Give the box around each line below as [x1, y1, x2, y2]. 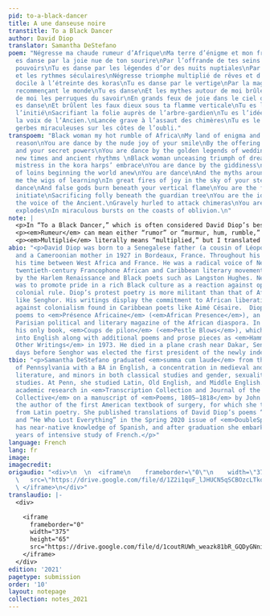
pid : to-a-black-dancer [8, 11, 88, 20]
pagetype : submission [8, 573, 81, 581]
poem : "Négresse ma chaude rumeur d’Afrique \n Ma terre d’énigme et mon [8, 49, 253, 57]
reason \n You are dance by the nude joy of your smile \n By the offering [15, 138, 261, 147]
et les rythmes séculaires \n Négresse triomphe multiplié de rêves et [15, 72, 253, 80]
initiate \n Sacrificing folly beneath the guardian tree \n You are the [15, 191, 253, 200]
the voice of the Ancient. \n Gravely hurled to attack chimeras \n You [15, 199, 250, 207]
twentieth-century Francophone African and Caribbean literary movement [15, 267, 264, 275]
